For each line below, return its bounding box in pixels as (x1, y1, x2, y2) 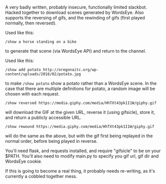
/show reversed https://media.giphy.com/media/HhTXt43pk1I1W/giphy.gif (5, 100, 157, 105)
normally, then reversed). (5, 20, 57, 26)
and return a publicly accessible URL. (5, 114, 82, 120)
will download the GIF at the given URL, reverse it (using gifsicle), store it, (5, 109, 156, 115)
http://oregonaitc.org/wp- (43, 67, 99, 72)
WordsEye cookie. (5, 159, 42, 164)
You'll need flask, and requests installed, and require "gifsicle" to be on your (5, 148, 161, 154)
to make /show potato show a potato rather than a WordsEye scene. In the (5, 81, 157, 86)
